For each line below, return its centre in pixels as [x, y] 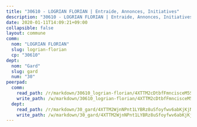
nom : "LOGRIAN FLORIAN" [40, 44]
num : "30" [23, 77]
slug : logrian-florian [39, 50]
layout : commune [26, 33]
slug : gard [25, 71]
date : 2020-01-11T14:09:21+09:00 [47, 22]
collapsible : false [30, 28]
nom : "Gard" [26, 66]
